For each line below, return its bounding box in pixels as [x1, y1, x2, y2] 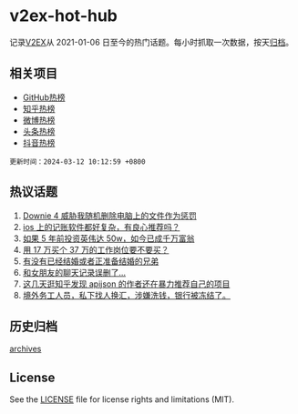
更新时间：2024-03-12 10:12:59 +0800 [9, 157, 146, 167]
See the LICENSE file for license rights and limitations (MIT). [9, 394, 235, 405]
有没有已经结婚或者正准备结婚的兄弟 [22, 256, 159, 267]
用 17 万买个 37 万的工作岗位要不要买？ [22, 244, 170, 255]
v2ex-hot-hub [9, 5, 118, 26]
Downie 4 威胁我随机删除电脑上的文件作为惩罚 [22, 210, 198, 221]
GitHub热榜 [22, 92, 66, 103]
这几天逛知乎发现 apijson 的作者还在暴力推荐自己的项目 [22, 278, 231, 289]
